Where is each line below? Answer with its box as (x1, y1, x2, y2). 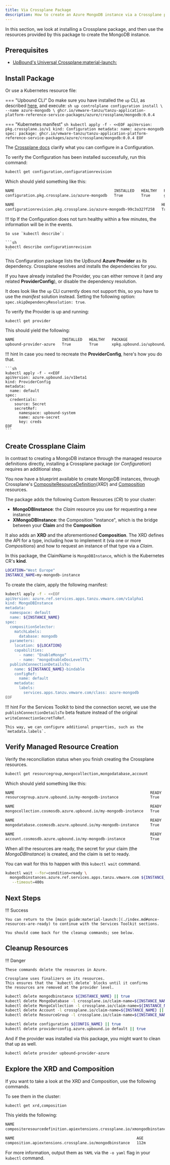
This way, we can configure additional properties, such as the (5, 724, 144, 730)
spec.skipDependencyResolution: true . (5, 299, 86, 305)
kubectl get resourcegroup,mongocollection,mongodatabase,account (5, 771, 148, 776)
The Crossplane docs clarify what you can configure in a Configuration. (5, 145, 154, 151)
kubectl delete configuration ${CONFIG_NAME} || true (5, 1022, 121, 1027)
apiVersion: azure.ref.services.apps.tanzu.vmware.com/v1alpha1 (5, 596, 144, 601)
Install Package (5, 74, 55, 82)
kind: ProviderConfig (5, 380, 51, 385)
